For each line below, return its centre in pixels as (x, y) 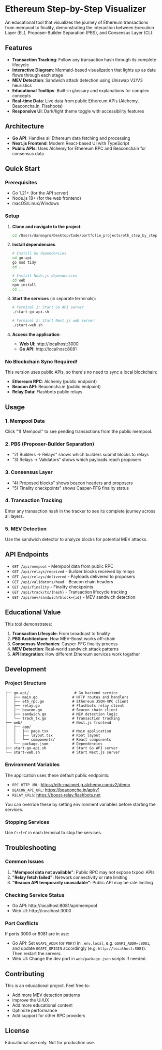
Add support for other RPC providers (49, 1016)
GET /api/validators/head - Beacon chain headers (63, 581)
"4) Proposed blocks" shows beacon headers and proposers (72, 483)
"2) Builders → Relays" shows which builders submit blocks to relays (80, 455)
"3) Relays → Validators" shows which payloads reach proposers (77, 460)
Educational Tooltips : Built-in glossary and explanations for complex (81, 90)
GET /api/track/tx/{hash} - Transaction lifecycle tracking (69, 592)
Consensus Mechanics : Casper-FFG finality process (65, 644)
